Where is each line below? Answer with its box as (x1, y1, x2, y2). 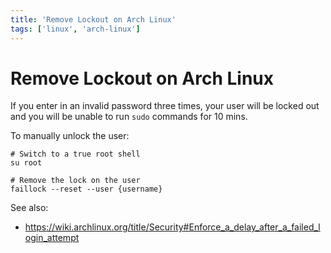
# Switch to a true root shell (10, 149, 141, 160)
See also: (10, 202, 49, 214)
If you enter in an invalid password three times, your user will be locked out (10, 100, 320, 112)
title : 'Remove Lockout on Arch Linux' (10, 14, 177, 25)
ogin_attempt (24, 232, 80, 244)
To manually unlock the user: (10, 130, 130, 142)
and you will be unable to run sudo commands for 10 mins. (10, 111, 248, 123)
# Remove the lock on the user (10, 176, 141, 186)
